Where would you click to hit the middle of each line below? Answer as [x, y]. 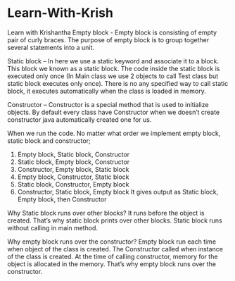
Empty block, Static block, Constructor [74, 154]
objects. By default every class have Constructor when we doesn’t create [114, 112]
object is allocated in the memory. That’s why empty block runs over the [112, 264]
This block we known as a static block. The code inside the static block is [114, 68]
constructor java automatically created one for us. [80, 119]
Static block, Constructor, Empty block [73, 184]
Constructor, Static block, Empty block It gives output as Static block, [118, 192]
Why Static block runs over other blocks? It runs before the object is [106, 213]
